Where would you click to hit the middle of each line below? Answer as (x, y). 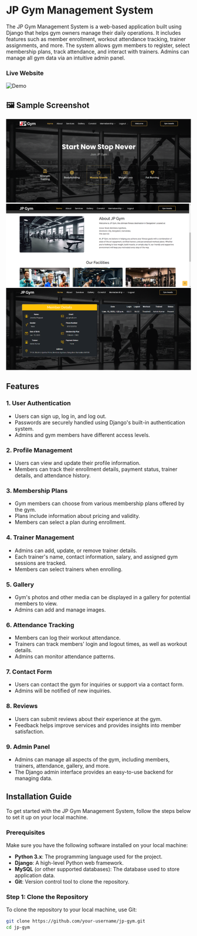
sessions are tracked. (40, 563)
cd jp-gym (18, 928)
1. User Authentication (39, 403)
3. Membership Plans (37, 490)
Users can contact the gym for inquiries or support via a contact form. (99, 685)
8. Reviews (22, 706)
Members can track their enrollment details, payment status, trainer (96, 469)
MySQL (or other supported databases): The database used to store (97, 869)
